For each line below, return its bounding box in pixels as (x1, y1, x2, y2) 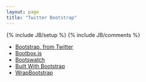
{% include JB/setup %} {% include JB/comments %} (6, 31, 141, 38)
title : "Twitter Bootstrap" (6, 15, 78, 21)
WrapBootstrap (15, 69, 53, 76)
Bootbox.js (15, 49, 42, 56)
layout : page (6, 9, 39, 15)
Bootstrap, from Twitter (15, 43, 74, 50)
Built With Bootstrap (15, 62, 65, 70)
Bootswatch (15, 56, 45, 63)
